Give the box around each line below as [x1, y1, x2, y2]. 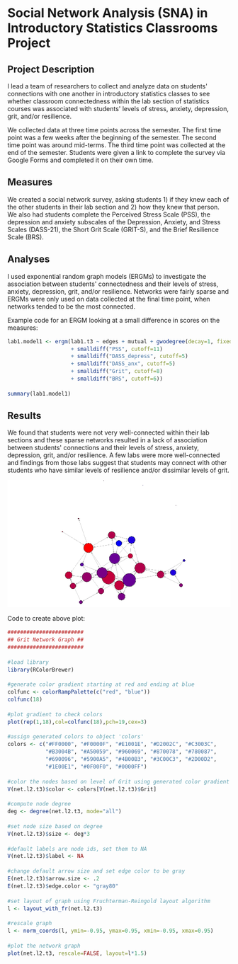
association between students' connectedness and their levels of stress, [7, 280, 219, 288]
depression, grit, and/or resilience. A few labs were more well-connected [7, 451, 220, 459]
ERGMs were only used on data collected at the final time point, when [7, 294, 210, 303]
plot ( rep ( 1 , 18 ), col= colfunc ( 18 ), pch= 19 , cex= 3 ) [7, 718, 147, 725]
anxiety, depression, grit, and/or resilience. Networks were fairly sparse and [7, 287, 229, 295]
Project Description [7, 63, 95, 75]
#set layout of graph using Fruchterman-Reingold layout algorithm [7, 897, 211, 905]
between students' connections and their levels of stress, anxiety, [7, 444, 200, 452]
